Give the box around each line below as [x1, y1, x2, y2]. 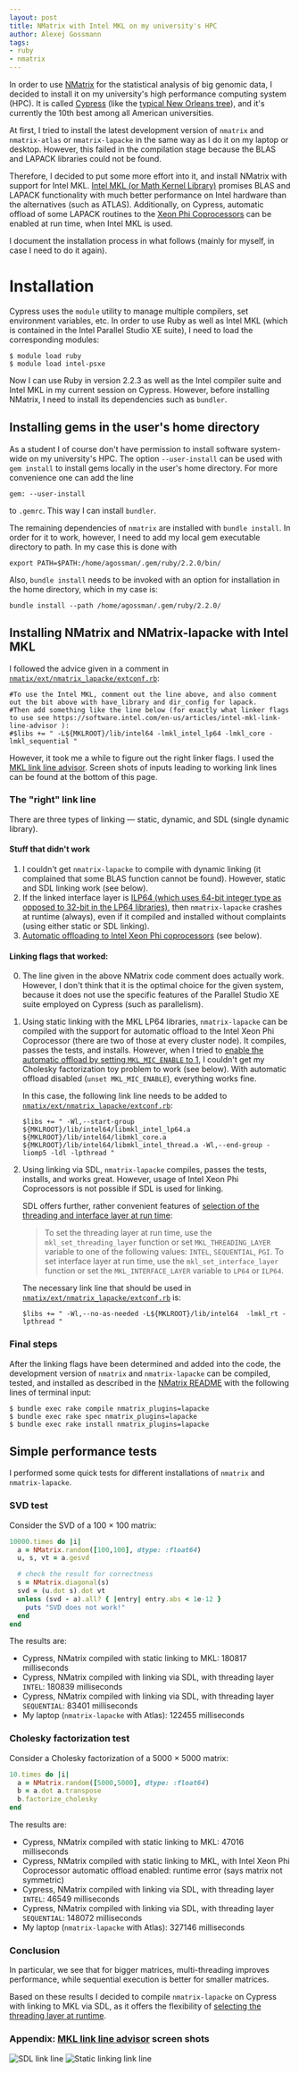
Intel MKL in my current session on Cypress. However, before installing [9, 384, 270, 395]
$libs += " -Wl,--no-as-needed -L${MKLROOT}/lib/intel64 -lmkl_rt [21, 1310, 278, 1319]
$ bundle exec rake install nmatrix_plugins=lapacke [9, 1420, 210, 1429]
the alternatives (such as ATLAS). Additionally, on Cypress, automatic [9, 199, 265, 210]
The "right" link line [9, 793, 96, 806]
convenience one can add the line [9, 472, 134, 483]
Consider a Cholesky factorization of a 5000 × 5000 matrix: [9, 1752, 229, 1763]
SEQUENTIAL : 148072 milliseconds [21, 1913, 143, 1924]
